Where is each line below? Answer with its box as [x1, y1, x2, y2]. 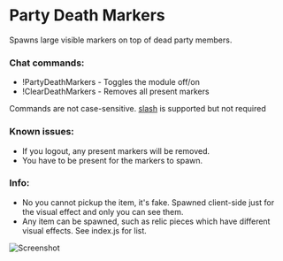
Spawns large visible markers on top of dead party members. [9, 35, 233, 45]
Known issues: [9, 126, 75, 138]
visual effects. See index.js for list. [21, 225, 148, 235]
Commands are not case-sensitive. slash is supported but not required [9, 104, 267, 114]
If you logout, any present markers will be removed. [21, 145, 210, 156]
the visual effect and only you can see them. [21, 206, 184, 217]
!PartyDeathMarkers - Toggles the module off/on [21, 77, 201, 88]
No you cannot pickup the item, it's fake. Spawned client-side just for [21, 196, 275, 208]
